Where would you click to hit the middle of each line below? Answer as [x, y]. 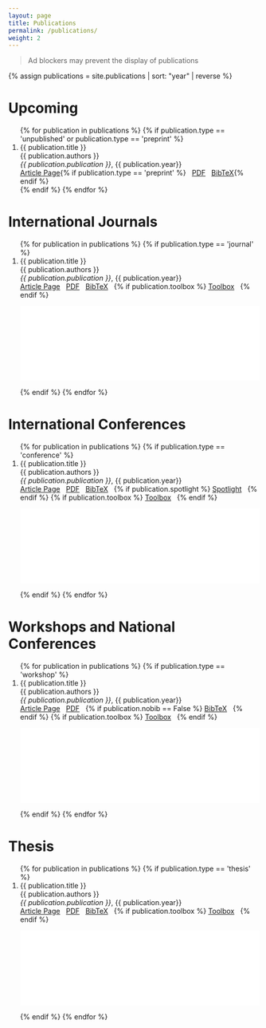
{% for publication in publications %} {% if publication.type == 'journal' [137, 244]
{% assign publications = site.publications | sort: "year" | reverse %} [120, 76]
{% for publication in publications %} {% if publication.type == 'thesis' [135, 868]
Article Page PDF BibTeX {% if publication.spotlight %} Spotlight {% [139, 489]
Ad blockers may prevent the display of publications [113, 61]
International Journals [83, 222]
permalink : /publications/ [53, 30]
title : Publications [43, 23]
